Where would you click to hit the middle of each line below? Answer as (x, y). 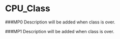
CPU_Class (28, 9)
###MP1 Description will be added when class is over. (60, 31)
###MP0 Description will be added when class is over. (60, 22)
